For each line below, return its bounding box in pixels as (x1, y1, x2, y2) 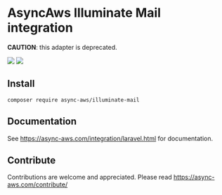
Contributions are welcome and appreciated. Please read (7, 173, 172, 182)
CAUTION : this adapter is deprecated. (7, 43, 117, 51)
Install (7, 78, 35, 90)
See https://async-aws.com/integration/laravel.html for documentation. (7, 134, 214, 142)
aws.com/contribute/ (7, 180, 68, 189)
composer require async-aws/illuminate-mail (7, 96, 140, 103)
